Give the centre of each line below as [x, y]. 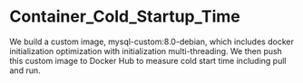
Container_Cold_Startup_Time [125, 17]
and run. [25, 70]
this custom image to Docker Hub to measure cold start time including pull [148, 60]
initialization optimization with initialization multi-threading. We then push [146, 51]
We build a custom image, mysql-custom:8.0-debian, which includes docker [152, 41]
